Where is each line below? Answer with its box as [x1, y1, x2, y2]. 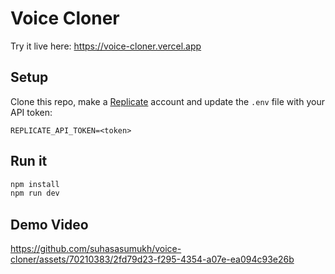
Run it [10, 153, 48, 170]
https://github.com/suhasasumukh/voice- [10, 243, 182, 255]
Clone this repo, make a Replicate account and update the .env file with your [10, 95, 325, 107]
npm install [10, 179, 60, 189]
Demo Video [10, 216, 89, 233]
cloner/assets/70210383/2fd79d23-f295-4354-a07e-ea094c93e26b [10, 253, 295, 266]
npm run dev [10, 188, 60, 199]
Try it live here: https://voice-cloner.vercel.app [10, 40, 202, 52]
